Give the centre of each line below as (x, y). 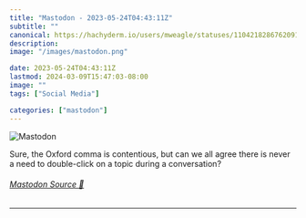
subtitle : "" (34, 26)
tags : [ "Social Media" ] (55, 93)
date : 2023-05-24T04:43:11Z (63, 68)
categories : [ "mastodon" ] (58, 110)
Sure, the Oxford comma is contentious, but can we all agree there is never (150, 154)
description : (34, 43)
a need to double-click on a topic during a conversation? (115, 163)
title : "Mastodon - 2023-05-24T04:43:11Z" (91, 18)
